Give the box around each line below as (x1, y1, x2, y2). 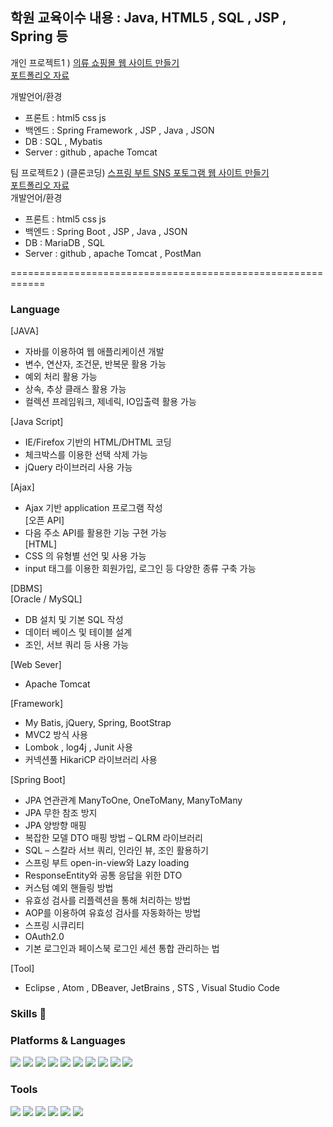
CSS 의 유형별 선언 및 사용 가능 (24, 550, 147, 562)
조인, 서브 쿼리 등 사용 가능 (24, 639, 130, 651)
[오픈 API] (24, 514, 65, 527)
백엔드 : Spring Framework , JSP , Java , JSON (24, 124, 215, 136)
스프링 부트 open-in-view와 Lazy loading (24, 857, 190, 869)
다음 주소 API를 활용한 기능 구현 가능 (24, 527, 168, 539)
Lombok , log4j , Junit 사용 (24, 741, 133, 753)
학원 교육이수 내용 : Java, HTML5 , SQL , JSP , (10, 9, 287, 27)
